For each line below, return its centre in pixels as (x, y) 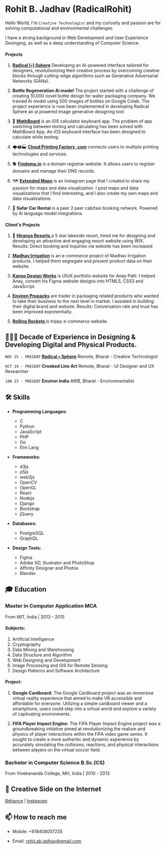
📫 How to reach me (36, 817)
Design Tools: (27, 548)
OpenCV (28, 482)
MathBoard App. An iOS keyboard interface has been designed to (79, 132)
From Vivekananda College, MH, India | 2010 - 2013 (58, 773)
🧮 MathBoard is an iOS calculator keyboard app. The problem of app (82, 121)
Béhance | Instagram (26, 801)
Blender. (28, 573)
